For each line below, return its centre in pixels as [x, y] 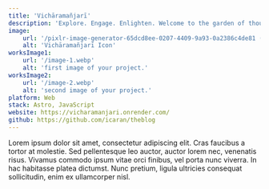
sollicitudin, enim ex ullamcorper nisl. [69, 176]
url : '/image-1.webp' [58, 61]
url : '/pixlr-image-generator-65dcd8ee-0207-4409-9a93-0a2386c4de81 [139, 38]
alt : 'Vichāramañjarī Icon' [69, 46]
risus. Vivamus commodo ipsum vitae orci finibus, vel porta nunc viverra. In [132, 159]
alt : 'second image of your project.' [87, 90]
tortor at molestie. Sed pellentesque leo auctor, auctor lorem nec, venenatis [132, 151]
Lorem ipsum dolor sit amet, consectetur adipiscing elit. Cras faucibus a [127, 143]
